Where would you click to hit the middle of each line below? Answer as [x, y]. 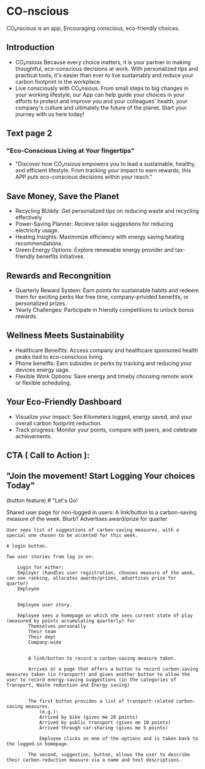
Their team [42, 631]
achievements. [34, 436]
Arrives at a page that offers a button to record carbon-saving [114, 669]
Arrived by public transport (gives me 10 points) [105, 723]
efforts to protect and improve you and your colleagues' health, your [101, 101]
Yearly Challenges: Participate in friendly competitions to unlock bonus [105, 310]
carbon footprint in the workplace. [58, 81]
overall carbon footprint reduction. [58, 423]
